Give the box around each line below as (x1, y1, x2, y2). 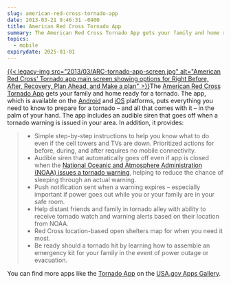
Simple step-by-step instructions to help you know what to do (34, 131, 210, 140)
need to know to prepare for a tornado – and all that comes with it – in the (7, 104, 214, 112)
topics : (7, 36, 30, 43)
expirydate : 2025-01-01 (7, 49, 76, 56)
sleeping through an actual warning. (34, 175, 137, 184)
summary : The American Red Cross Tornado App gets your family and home (7, 29, 220, 36)
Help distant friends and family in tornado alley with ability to (34, 204, 206, 213)
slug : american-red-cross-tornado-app (7, 10, 118, 17)
